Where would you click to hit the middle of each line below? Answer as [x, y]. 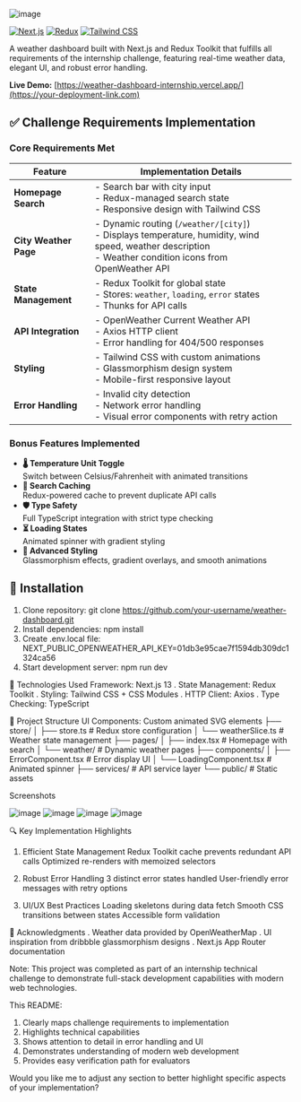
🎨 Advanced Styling [60, 551]
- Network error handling [148, 405]
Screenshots [33, 795]
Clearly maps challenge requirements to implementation [125, 1022]
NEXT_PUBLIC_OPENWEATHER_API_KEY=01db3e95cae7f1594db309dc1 [155, 648]
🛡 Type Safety [50, 505]
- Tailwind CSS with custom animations [178, 357]
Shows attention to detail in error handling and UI [112, 1041]
